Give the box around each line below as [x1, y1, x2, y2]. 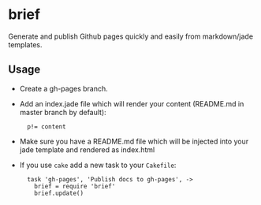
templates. [8, 39, 43, 49]
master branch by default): [19, 107, 106, 117]
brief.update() [34, 189, 84, 197]
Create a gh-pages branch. [19, 84, 108, 93]
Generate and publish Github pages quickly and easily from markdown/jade [8, 32, 254, 41]
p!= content [27, 122, 66, 131]
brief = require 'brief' [34, 182, 116, 190]
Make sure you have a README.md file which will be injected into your [19, 136, 249, 146]
